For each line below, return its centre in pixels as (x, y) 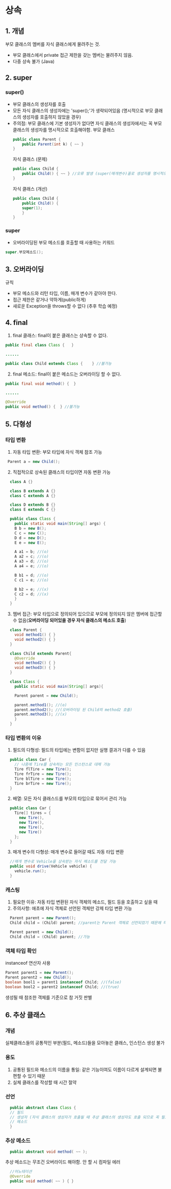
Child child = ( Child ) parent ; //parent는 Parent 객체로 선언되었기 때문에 (85, 923)
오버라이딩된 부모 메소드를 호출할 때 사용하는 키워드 (64, 242)
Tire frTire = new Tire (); (43, 774)
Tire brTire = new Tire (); (43, 783)
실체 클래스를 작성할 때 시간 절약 (45, 1082)
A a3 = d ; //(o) (32, 562)
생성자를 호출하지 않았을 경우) (52, 117)
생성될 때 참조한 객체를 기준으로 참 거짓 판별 (49, 997)
